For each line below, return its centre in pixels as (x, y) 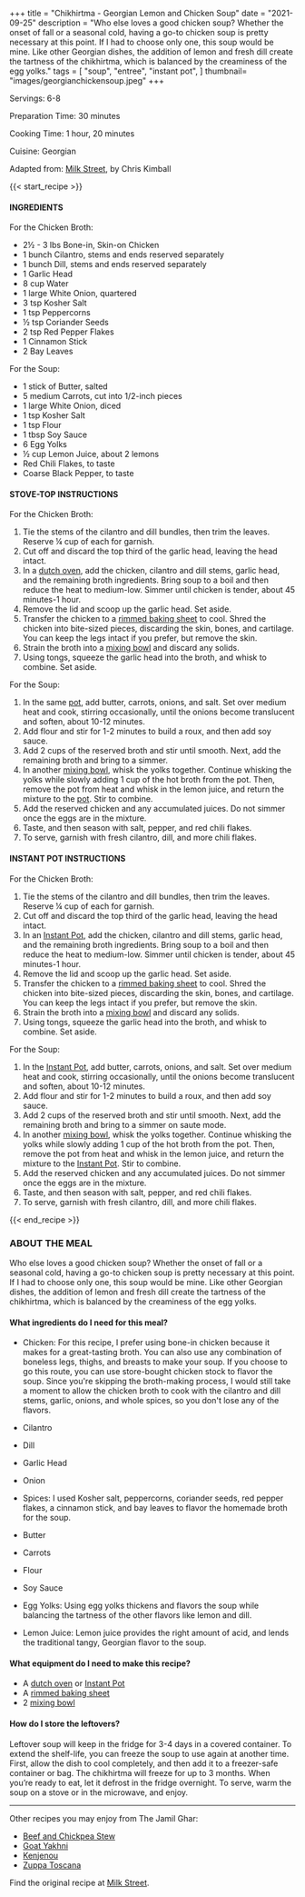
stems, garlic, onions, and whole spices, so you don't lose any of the (151, 1401)
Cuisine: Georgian (43, 151)
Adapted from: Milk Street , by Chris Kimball (90, 169)
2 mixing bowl (49, 1702)
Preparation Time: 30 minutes (65, 116)
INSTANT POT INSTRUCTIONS (68, 859)
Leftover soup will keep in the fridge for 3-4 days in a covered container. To (151, 1743)
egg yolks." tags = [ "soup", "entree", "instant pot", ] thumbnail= (128, 71)
